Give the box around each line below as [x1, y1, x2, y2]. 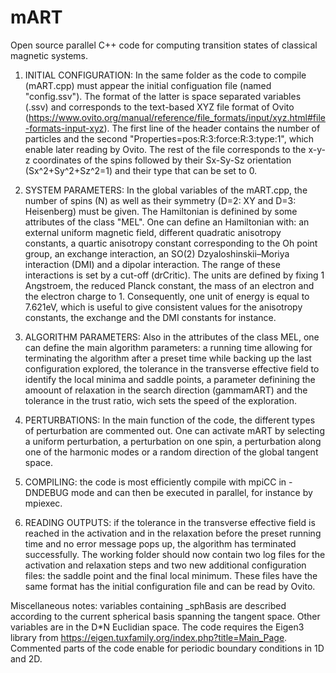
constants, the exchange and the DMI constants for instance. [24, 311, 277, 323]
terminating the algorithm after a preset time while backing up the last [24, 352, 312, 364]
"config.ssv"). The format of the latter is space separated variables [24, 90, 302, 102]
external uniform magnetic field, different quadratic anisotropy [24, 226, 282, 238]
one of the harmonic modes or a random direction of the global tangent [24, 446, 319, 458]
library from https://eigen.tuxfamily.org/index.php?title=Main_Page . [10, 631, 288, 643]
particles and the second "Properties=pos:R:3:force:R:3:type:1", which [24, 132, 315, 145]
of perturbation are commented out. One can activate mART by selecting [24, 424, 325, 436]
